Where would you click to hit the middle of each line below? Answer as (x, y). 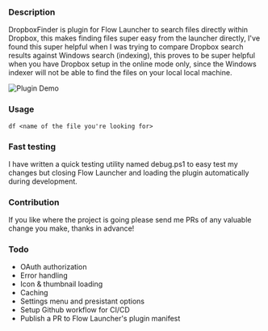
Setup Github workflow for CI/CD (75, 310)
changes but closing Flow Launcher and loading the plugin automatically (129, 172)
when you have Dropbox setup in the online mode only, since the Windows (132, 64)
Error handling (44, 276)
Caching (34, 293)
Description (32, 12)
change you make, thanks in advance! (71, 228)
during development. (43, 181)
